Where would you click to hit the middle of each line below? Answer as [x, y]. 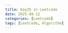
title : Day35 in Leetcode [31, 9]
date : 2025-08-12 [23, 14]
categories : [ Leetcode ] [29, 18]
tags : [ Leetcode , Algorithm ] [34, 23]
